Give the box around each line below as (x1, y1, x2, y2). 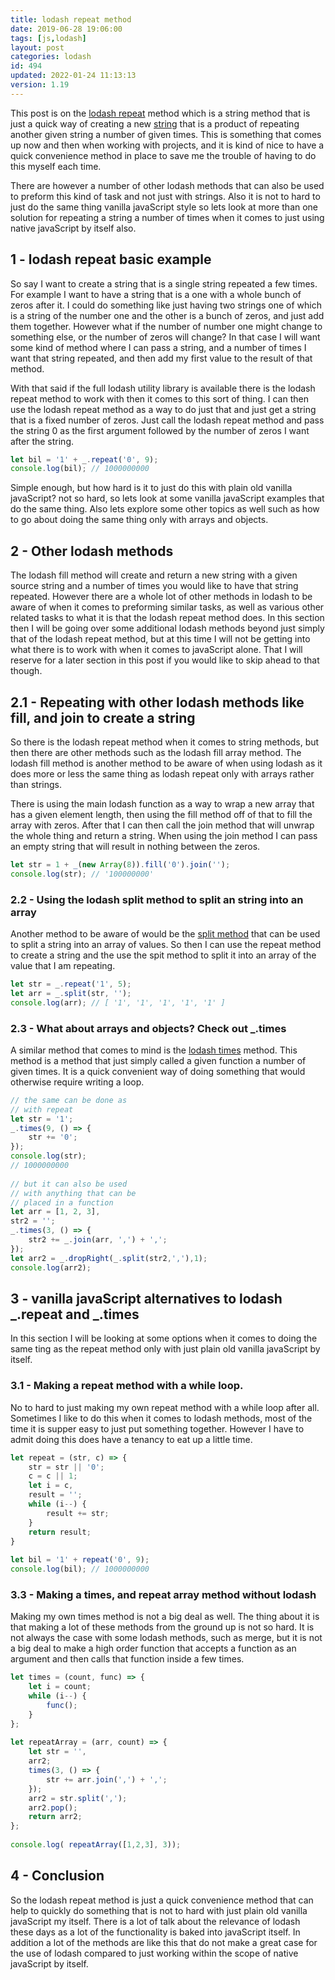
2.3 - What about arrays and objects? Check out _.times (10, 1021, 287, 1035)
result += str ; (46, 1508, 110, 1518)
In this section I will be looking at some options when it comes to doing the (10, 1332, 318, 1345)
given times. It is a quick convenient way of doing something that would (10, 1065, 306, 1077)
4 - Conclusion (10, 1867, 105, 1885)
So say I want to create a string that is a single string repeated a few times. (10, 277, 318, 290)
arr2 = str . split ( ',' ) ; (28, 1793, 128, 1803)
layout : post (10, 42, 65, 53)
